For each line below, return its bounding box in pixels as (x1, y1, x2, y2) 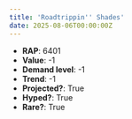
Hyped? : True (21, 92, 74, 102)
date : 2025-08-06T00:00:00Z (9, 21, 113, 30)
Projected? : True (21, 83, 85, 93)
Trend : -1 (21, 73, 56, 84)
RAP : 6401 (21, 45, 61, 56)
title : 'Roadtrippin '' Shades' (9, 12, 125, 22)
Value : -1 (21, 55, 56, 65)
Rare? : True (21, 101, 66, 112)
